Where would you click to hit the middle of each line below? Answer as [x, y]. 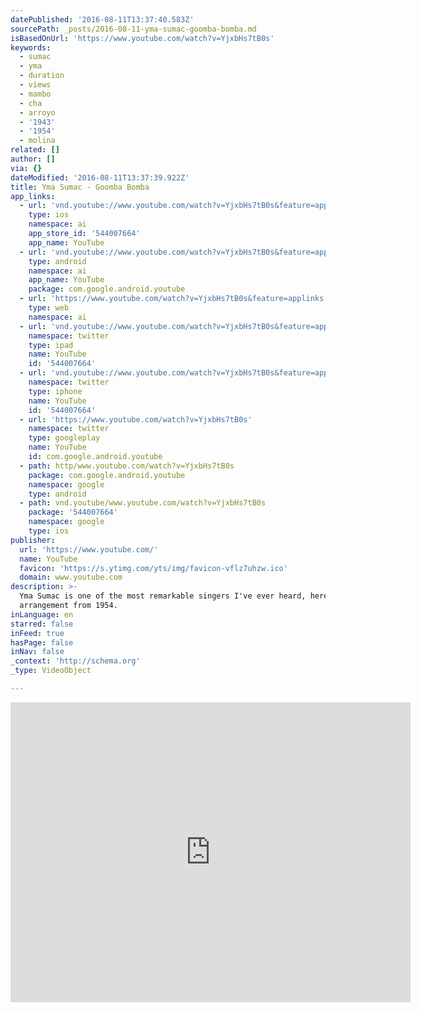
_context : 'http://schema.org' [75, 661]
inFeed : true [37, 633]
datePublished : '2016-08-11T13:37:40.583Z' [102, 19]
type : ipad [51, 345]
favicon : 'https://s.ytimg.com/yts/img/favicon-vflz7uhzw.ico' [153, 568]
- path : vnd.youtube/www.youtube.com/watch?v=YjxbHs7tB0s [143, 503]
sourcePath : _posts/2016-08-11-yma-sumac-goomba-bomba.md [133, 29]
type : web [49, 308]
